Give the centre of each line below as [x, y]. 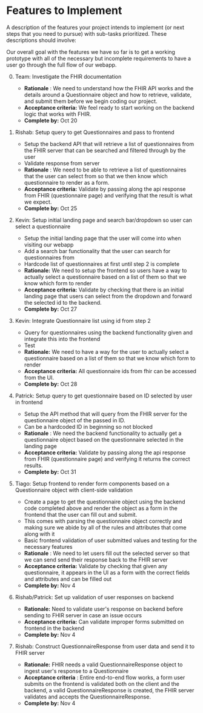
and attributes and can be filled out [68, 579]
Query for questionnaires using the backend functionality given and [108, 332]
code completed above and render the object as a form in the [101, 508]
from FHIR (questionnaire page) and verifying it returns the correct [107, 459]
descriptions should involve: [42, 40]
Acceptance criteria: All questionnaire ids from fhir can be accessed [110, 371]
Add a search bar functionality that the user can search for [97, 251]
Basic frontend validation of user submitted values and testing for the [110, 540]
